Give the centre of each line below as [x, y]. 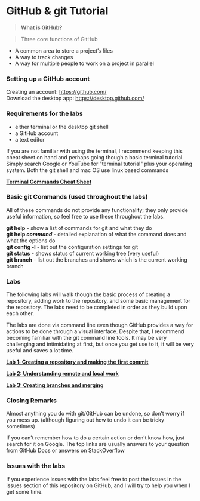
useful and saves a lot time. [40, 351]
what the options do [31, 241]
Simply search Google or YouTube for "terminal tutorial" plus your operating [99, 164]
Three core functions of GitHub [59, 39]
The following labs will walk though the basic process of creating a [88, 294]
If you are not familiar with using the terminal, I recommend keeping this [95, 151]
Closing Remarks [31, 401]
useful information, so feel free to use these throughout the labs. [86, 216]
